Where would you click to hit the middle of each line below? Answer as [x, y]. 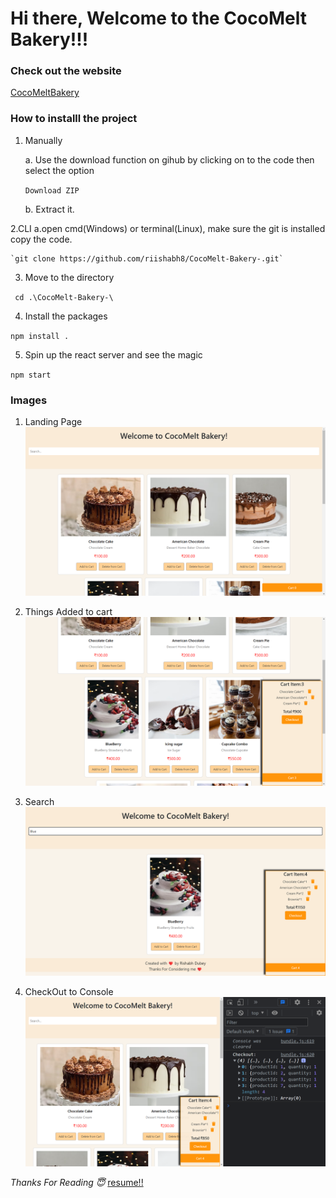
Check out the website [66, 71]
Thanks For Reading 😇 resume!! [77, 1182]
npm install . [40, 336]
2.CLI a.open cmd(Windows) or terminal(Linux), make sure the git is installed [168, 228]
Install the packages [66, 316]
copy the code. [41, 239]
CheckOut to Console [69, 992]
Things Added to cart [68, 612]
